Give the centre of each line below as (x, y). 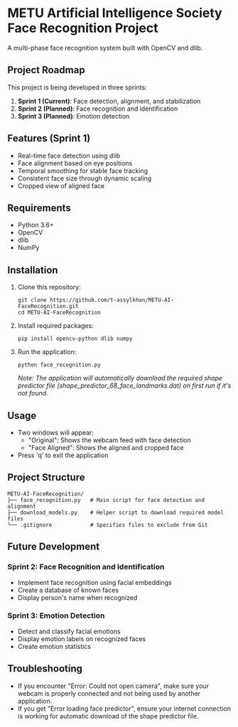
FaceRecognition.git (48, 307)
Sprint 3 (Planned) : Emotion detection (74, 116)
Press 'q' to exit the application (63, 455)
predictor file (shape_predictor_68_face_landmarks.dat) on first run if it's (124, 386)
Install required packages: (55, 326)
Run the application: (47, 352)
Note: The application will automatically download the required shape (120, 378)
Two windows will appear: (56, 432)
